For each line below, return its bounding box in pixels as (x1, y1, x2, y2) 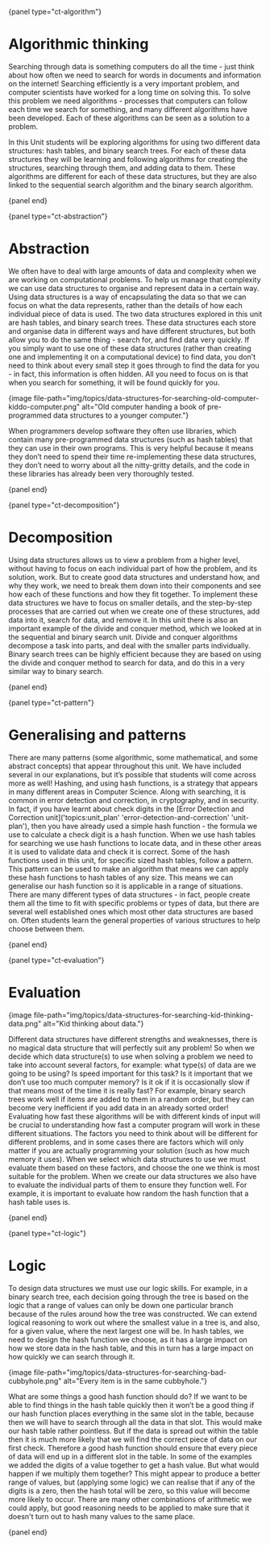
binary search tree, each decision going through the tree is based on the (8, 1292, 249, 1301)
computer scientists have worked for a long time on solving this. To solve (8, 87, 251, 97)
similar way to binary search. (8, 666, 104, 676)
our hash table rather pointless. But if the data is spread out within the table (8, 1426, 259, 1435)
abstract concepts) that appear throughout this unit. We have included (8, 761, 242, 771)
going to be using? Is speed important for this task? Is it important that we (8, 1068, 253, 1078)
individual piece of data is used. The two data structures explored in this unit (8, 309, 263, 319)
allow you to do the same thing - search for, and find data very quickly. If (8, 335, 250, 344)
